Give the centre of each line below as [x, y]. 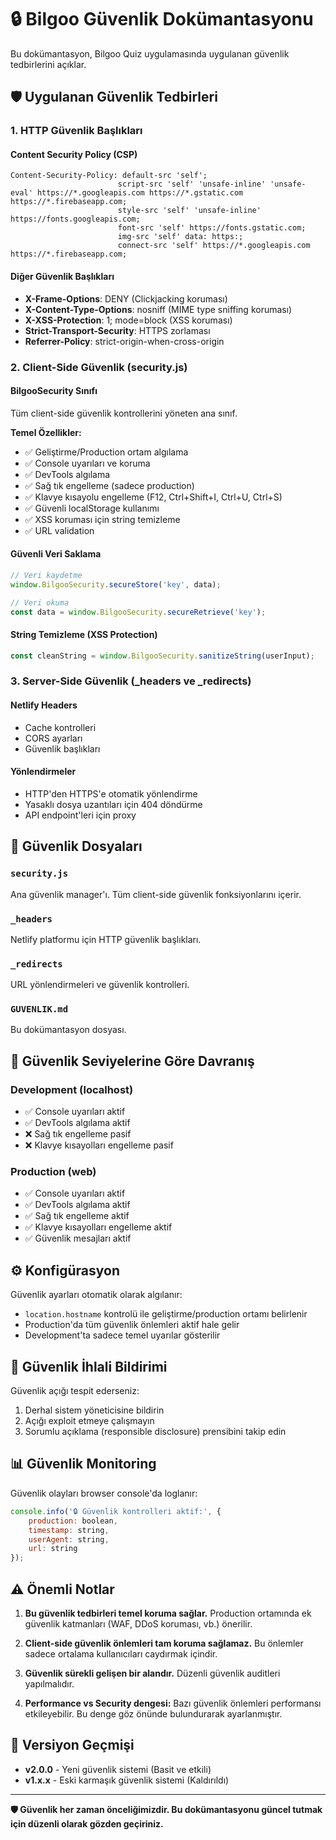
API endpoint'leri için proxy [80, 815]
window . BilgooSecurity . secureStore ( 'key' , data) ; [116, 584]
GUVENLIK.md [39, 1009]
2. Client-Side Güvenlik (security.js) [99, 367]
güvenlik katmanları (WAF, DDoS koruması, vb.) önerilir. [138, 1623]
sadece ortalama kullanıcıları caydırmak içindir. [121, 1653]
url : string [53, 1549]
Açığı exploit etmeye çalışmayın [89, 1421]
